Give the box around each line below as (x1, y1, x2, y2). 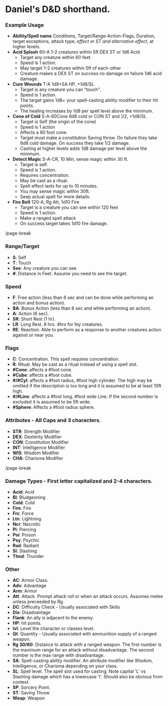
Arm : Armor (12, 588, 38, 594)
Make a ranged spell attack (20, 215, 76, 221)
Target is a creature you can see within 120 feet (20, 204, 118, 210)
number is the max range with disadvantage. (12, 652, 105, 659)
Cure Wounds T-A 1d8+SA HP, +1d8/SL (12, 81, 94, 87)
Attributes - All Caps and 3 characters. (5, 417, 101, 424)
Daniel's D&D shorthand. (5, 4, 110, 15)
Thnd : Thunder (12, 553, 44, 559)
